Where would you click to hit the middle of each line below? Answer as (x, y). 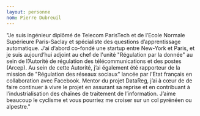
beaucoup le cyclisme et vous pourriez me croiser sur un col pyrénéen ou (99, 100)
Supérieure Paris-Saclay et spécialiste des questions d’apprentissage (94, 42)
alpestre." (18, 106)
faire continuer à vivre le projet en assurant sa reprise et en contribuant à (98, 87)
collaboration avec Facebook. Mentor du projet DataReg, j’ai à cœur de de (99, 81)
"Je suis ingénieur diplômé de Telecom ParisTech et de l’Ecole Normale (96, 35)
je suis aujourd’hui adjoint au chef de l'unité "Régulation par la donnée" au (100, 54)
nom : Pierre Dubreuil (34, 18)
